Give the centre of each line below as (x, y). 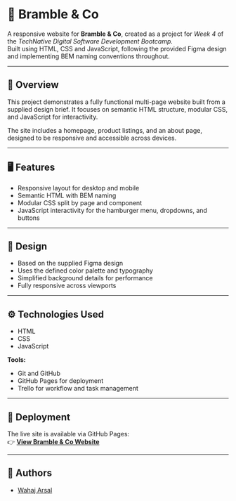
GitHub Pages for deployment (60, 381)
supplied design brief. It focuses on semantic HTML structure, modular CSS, (118, 109)
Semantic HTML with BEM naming (67, 195)
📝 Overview (33, 85)
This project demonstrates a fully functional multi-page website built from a (117, 102)
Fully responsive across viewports (67, 286)
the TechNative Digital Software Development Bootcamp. (90, 41)
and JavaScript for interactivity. (53, 117)
